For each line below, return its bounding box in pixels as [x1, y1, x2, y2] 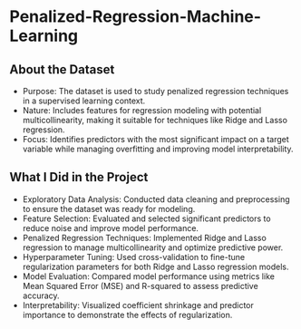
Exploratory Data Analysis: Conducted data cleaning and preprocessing [22, 193, 290, 205]
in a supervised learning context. [22, 95, 146, 106]
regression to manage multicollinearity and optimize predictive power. [22, 242, 284, 253]
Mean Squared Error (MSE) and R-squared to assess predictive [22, 280, 258, 291]
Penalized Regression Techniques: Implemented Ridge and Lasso [22, 232, 267, 243]
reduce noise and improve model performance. [22, 222, 199, 233]
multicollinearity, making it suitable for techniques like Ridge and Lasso [22, 115, 288, 125]
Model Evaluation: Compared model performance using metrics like [22, 270, 275, 282]
